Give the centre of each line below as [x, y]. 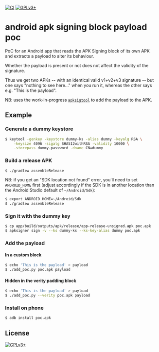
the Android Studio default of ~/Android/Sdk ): [50, 190]
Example [18, 115]
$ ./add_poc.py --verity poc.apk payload [48, 296]
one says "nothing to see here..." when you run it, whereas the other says [79, 85]
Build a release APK [29, 160]
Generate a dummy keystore [39, 129]
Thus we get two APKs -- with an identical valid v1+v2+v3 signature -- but [79, 80]
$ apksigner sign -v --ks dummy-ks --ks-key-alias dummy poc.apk [72, 231]
